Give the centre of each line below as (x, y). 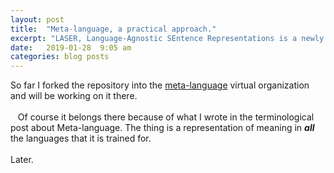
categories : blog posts (60, 57)
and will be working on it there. (74, 96)
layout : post (37, 19)
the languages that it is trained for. (81, 138)
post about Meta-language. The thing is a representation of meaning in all (162, 128)
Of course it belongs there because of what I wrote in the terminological (166, 117)
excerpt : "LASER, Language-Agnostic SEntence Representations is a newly (167, 38)
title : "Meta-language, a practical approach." (113, 29)
